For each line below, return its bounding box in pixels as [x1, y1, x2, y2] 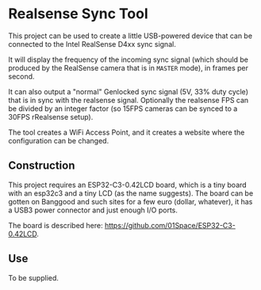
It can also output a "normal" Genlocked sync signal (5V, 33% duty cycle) [8, 86, 248, 96]
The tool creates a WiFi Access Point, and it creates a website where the [8, 128, 245, 137]
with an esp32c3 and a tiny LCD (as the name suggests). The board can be [8, 188, 254, 198]
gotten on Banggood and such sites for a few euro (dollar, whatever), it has [8, 197, 253, 206]
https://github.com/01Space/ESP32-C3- [104, 220, 236, 230]
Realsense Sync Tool [8, 5, 148, 23]
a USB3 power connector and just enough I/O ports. [8, 205, 178, 215]
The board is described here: [8, 220, 103, 230]
